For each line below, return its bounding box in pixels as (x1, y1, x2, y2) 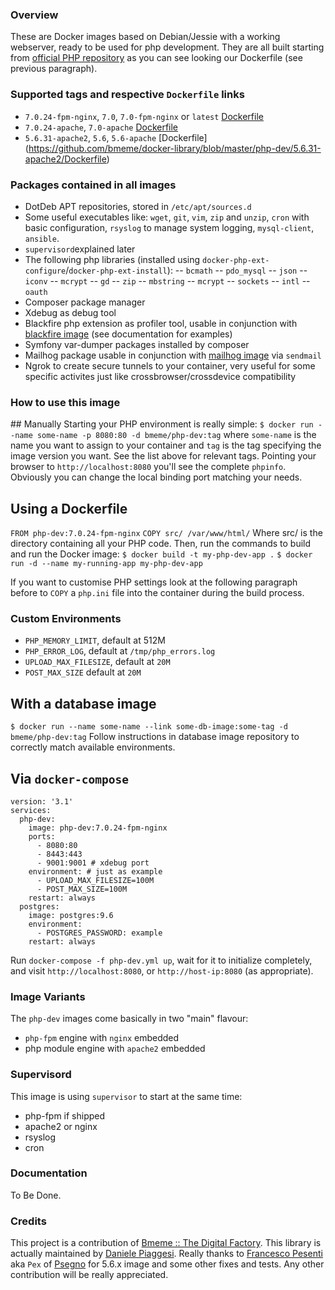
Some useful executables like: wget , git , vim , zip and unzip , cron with (24, 211, 310, 223)
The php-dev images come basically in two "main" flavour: (10, 1013, 249, 1025)
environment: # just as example (28, 866, 163, 877)
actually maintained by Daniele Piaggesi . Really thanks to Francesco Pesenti (10, 1248, 323, 1260)
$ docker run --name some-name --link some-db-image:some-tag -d (10, 722, 288, 732)
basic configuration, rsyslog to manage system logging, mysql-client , (24, 221, 315, 233)
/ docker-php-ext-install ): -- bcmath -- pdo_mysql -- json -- (65, 264, 308, 276)
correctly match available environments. (10, 741, 176, 753)
